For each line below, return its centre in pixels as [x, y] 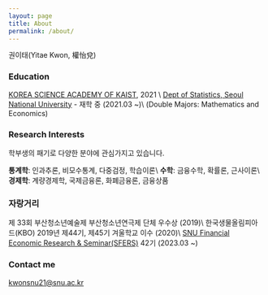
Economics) [28, 113]
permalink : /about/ [41, 31]
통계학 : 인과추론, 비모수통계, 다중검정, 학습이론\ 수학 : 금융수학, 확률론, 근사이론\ [134, 170]
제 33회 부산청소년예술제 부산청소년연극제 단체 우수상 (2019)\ [106, 223]
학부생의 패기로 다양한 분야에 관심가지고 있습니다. [86, 153]
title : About [30, 24]
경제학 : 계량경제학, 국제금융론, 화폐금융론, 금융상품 [89, 180]
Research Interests [47, 134]
